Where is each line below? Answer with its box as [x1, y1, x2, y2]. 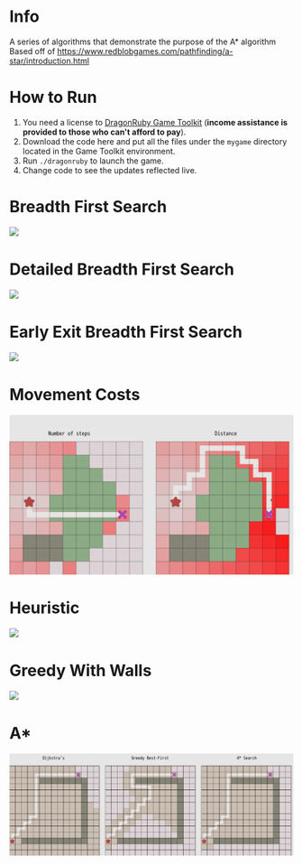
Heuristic [9, 598, 80, 619]
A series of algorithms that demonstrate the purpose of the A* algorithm [9, 36, 277, 47]
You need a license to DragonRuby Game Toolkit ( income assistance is [22, 116, 288, 127]
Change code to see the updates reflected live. [22, 164, 197, 175]
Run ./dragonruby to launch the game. [22, 155, 164, 166]
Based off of [9, 45, 56, 56]
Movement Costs [9, 384, 141, 405]
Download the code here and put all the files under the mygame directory [22, 135, 288, 146]
